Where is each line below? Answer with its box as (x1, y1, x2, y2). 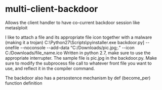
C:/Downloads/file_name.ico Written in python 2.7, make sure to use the (5, 50, 151, 56)
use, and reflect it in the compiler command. (5, 65, 95, 71)
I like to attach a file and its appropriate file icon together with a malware (5, 34, 152, 40)
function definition (5, 80, 42, 86)
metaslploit (5, 24, 28, 30)
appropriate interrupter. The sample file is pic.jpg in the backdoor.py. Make (5, 55, 157, 61)
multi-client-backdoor (5, 3, 98, 15)
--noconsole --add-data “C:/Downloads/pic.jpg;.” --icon (20, 45, 135, 50)
